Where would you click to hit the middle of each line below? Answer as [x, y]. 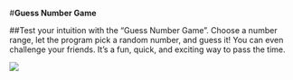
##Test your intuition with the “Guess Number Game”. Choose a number [143, 30]
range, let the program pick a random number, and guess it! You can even [146, 40]
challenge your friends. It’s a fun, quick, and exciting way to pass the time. [148, 49]
